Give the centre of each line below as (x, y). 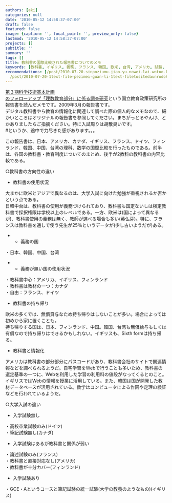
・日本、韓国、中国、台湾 (32, 252)
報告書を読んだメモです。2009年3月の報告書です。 (59, 104)
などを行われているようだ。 (34, 393)
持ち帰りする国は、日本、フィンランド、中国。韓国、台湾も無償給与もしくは (86, 327)
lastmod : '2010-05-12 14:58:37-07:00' (47, 39)
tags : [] (15, 58)
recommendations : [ (26, 72)
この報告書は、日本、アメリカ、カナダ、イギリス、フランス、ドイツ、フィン (85, 141)
